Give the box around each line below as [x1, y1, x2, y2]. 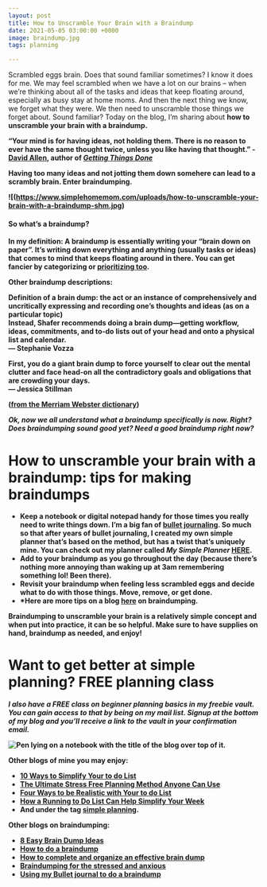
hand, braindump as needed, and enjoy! [8, 628, 142, 638]
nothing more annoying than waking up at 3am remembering [19, 562, 225, 572]
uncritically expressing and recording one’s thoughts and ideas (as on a [8, 302, 250, 311]
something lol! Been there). [19, 570, 112, 581]
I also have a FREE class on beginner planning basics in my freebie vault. [8, 699, 254, 709]
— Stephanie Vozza [8, 344, 74, 353]
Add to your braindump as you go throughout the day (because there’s [19, 554, 257, 563]
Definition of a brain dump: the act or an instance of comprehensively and [8, 293, 257, 302]
